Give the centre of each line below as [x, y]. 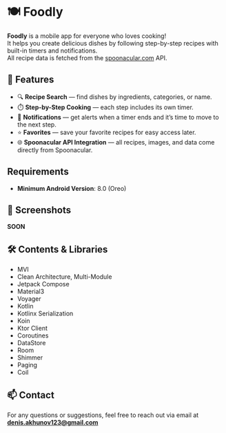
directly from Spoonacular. [55, 150]
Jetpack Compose [43, 284]
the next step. [37, 125]
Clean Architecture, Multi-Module [64, 277]
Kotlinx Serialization [45, 313]
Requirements [38, 172]
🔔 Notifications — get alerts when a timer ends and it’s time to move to [118, 117]
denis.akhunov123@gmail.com [53, 422]
